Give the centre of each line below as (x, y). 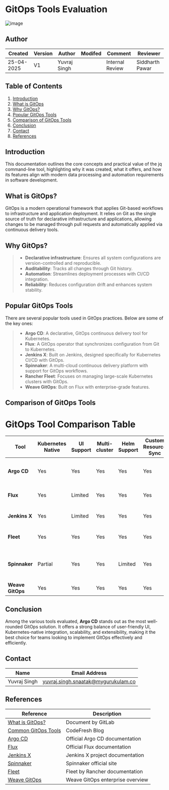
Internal (115, 62)
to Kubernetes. (40, 349)
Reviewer (149, 53)
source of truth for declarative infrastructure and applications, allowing (78, 219)
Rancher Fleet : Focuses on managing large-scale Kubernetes (89, 376)
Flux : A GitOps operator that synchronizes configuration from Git (92, 344)
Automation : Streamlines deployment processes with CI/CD (87, 274)
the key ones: (19, 323)
